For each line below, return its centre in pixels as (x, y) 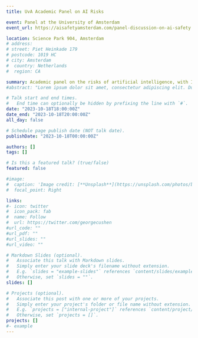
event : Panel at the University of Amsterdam (63, 22)
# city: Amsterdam (29, 60)
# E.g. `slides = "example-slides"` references (68, 272)
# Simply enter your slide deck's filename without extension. (88, 266)
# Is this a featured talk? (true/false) (58, 163)
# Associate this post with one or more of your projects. (83, 298)
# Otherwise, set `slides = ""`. (50, 277)
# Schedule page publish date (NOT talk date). (66, 130)
